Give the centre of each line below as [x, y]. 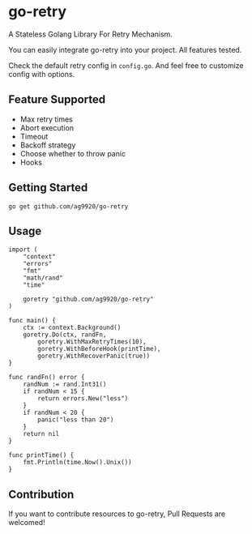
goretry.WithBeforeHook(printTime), [99, 349]
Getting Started [48, 188]
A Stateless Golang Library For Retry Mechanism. [90, 34]
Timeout [34, 136]
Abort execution [47, 127]
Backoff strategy [48, 145]
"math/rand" [43, 278]
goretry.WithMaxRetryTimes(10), [92, 342]
